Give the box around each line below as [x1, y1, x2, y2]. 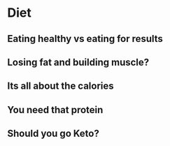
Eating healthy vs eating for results [7, 33, 163, 45]
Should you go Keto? [7, 128, 99, 140]
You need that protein [7, 103, 104, 116]
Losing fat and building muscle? [7, 56, 150, 68]
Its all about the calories [7, 80, 114, 92]
